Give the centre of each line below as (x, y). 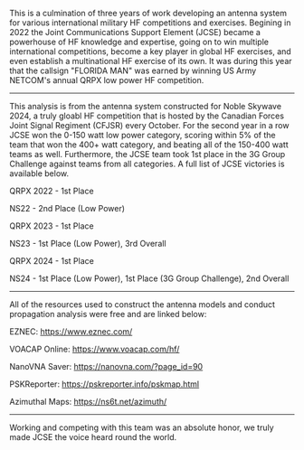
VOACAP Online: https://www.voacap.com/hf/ (95, 349)
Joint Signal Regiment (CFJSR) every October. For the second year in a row (149, 125)
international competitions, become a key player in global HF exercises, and (150, 52)
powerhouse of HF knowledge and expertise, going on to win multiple (139, 42)
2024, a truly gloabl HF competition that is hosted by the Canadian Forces (147, 116)
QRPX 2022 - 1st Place (52, 191)
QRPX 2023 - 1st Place (52, 226)
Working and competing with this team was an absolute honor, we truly (142, 427)
